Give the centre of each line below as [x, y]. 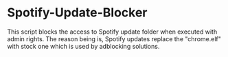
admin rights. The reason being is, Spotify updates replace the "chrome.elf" [114, 38]
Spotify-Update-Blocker [77, 13]
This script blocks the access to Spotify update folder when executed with [112, 32]
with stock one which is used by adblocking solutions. [83, 46]
